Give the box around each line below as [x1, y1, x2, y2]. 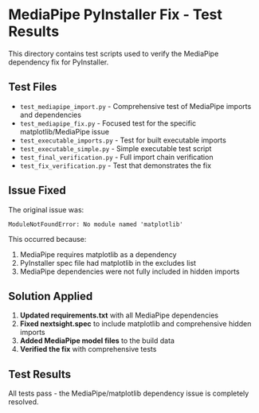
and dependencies [19, 110, 82, 119]
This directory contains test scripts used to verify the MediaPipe [8, 49, 219, 58]
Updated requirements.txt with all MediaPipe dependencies [19, 310, 219, 320]
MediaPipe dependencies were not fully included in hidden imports [19, 267, 241, 276]
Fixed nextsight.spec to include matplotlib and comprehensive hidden [19, 319, 252, 329]
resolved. [8, 397, 39, 407]
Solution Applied [8, 289, 93, 303]
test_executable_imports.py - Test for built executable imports [19, 135, 227, 145]
